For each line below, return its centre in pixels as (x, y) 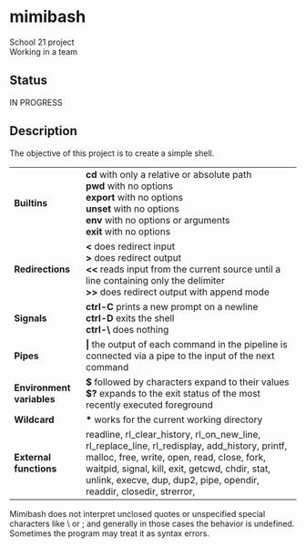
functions (36, 469)
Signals (31, 318)
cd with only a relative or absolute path (169, 174)
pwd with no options (130, 186)
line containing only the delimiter (155, 280)
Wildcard (34, 419)
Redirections (42, 269)
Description (43, 131)
